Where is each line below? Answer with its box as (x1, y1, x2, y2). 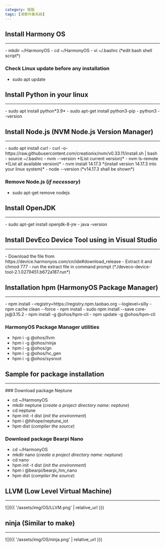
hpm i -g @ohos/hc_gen (12, 350, 61, 356)
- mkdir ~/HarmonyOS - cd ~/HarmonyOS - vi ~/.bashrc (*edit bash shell (5, 48, 152, 54)
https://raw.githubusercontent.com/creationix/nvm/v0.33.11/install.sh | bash (5, 150, 158, 156)
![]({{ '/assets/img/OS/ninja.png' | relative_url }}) (5, 537, 103, 542)
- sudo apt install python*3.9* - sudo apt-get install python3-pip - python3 (5, 108, 157, 114)
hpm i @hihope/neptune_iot (12, 418, 69, 424)
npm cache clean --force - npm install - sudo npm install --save (5, 306, 135, 312)
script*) (5, 53, 21, 59)
